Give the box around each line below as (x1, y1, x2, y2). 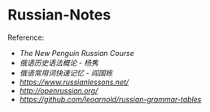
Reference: (7, 32, 45, 42)
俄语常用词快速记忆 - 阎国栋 (19, 67, 113, 78)
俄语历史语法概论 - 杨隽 (19, 58, 99, 67)
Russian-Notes (7, 6, 112, 24)
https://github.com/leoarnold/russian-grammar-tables (19, 94, 202, 104)
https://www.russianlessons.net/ (19, 77, 129, 87)
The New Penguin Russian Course (19, 48, 135, 58)
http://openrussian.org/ (19, 85, 98, 95)
